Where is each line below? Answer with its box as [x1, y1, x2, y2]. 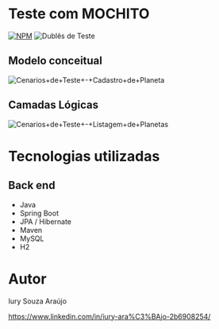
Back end [8, 179, 56, 192]
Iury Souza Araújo [8, 296, 67, 306]
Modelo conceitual [8, 54, 103, 68]
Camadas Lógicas [8, 99, 99, 112]
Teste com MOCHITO [8, 5, 150, 23]
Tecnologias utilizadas [8, 147, 160, 165]
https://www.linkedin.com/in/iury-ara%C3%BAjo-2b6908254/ [8, 312, 211, 321]
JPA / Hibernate [19, 216, 72, 226]
